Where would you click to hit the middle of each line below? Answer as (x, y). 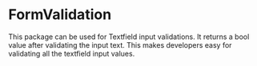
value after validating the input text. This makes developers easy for (120, 45)
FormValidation (60, 15)
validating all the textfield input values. (72, 53)
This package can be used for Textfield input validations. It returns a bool (129, 37)
